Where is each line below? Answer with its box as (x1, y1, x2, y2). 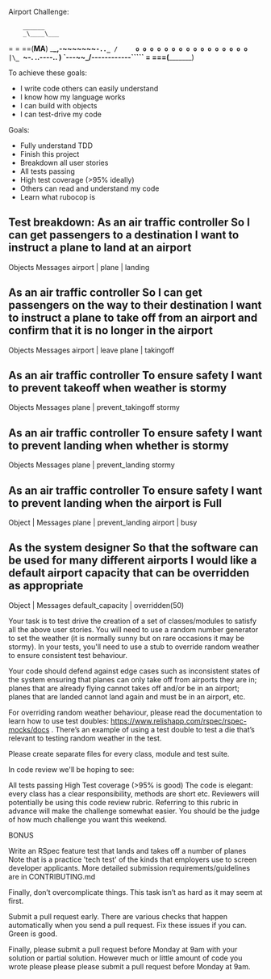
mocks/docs (8, 724, 50, 734)
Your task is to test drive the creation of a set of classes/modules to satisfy (8, 616, 256, 626)
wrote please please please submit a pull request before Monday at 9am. (8, 961, 251, 971)
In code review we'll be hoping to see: (8, 764, 135, 774)
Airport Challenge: (8, 7, 69, 16)
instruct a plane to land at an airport (8, 241, 192, 255)
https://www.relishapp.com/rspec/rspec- (110, 715, 248, 726)
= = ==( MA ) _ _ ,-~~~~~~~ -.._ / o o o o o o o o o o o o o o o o (8, 44, 248, 53)
